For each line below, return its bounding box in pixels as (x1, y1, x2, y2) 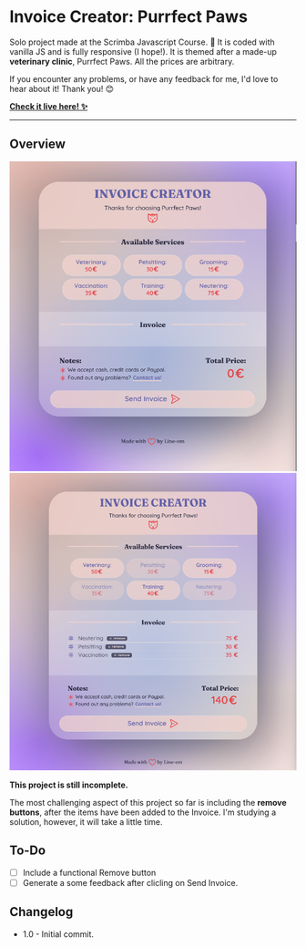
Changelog (9, 904, 74, 920)
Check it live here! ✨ (9, 100, 88, 111)
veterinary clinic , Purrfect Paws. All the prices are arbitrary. (9, 56, 235, 67)
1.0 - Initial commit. (22, 928, 94, 940)
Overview (9, 137, 66, 152)
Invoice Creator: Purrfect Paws (9, 6, 249, 27)
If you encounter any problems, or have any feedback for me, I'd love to (9, 73, 279, 84)
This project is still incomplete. (9, 779, 129, 790)
